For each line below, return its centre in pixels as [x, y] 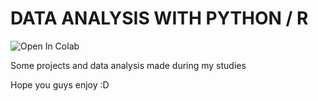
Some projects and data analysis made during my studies [128, 65]
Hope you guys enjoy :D [60, 84]
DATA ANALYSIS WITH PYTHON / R [159, 18]
